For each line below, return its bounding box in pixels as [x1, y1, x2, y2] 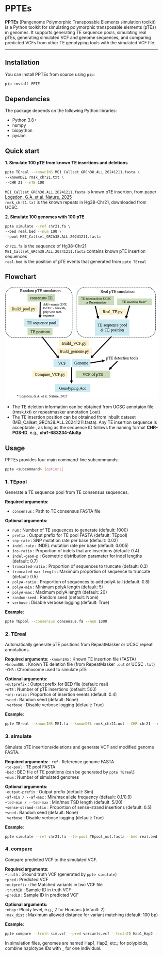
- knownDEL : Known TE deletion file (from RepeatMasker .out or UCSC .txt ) [5, 661, 155, 667]
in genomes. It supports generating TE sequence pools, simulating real [5, 29, 147, 35]
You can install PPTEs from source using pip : [5, 71, 95, 77]
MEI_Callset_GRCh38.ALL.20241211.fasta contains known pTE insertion [5, 248, 146, 254]
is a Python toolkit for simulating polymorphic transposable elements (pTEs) [5, 24, 156, 30]
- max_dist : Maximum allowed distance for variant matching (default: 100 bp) [5, 912, 158, 918]
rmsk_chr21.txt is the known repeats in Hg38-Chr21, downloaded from [5, 199, 147, 205]
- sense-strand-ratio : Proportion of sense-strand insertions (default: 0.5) [5, 804, 152, 810]
